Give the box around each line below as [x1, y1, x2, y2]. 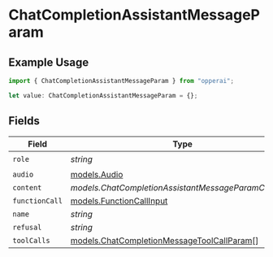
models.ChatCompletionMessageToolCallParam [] [70, 234, 259, 246]
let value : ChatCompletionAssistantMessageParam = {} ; [8, 91, 198, 99]
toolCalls [12, 236, 50, 245]
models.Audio [70, 168, 123, 180]
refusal [12, 222, 42, 232]
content [12, 183, 42, 192]
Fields [8, 114, 41, 128]
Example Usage [8, 55, 89, 69]
